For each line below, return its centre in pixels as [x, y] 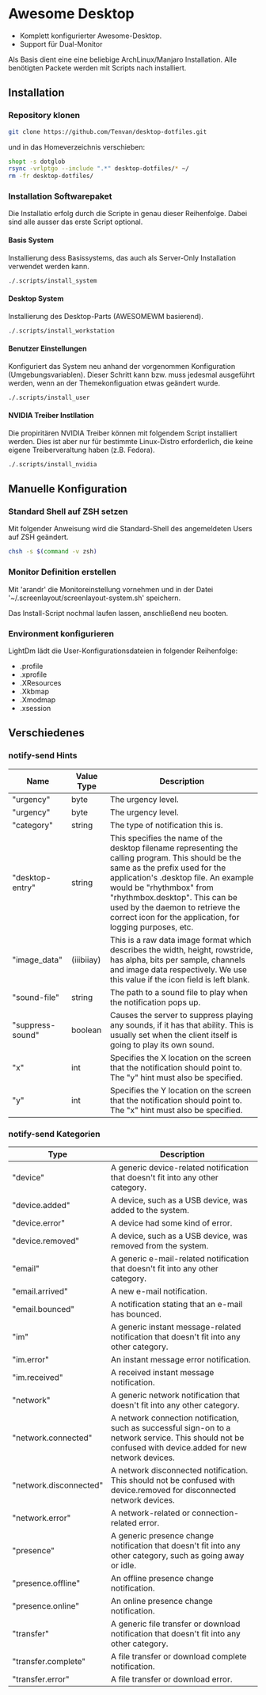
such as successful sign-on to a [171, 1427]
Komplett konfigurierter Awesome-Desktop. [91, 36]
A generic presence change [162, 1535]
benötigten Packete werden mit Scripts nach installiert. [97, 67]
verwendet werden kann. [49, 266]
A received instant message [162, 1372]
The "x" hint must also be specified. [176, 1110]
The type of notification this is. [166, 825]
